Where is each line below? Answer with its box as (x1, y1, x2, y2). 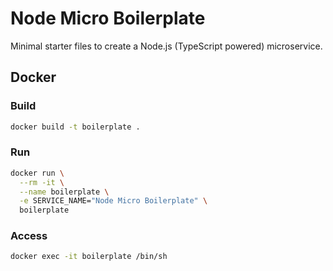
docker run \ (10, 168, 65, 178)
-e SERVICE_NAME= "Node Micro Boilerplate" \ (19, 196, 208, 206)
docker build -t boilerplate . (10, 122, 141, 132)
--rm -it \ (19, 177, 65, 187)
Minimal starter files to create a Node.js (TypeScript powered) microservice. (10, 40, 323, 52)
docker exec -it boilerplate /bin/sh (10, 252, 168, 262)
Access (10, 229, 48, 243)
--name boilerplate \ (19, 187, 110, 197)
